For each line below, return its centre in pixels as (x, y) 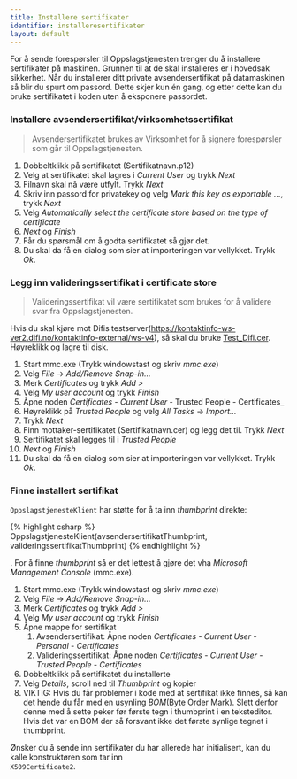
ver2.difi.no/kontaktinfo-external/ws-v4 (82, 337)
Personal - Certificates (78, 646)
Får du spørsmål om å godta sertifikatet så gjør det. (116, 241)
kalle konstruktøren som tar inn (66, 757)
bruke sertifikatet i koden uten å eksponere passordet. (109, 96)
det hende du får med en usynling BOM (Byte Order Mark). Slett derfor (150, 702)
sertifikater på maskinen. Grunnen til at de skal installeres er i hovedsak (140, 68)
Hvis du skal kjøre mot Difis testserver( (80, 328)
